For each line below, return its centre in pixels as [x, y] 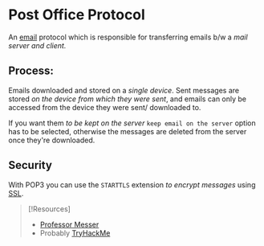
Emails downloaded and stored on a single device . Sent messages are [124, 90]
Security [30, 165]
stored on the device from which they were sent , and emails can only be [128, 99]
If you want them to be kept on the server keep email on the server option [132, 123]
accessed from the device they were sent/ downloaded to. [105, 107]
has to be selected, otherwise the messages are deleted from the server [128, 131]
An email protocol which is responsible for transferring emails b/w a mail [128, 37]
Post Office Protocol [77, 15]
